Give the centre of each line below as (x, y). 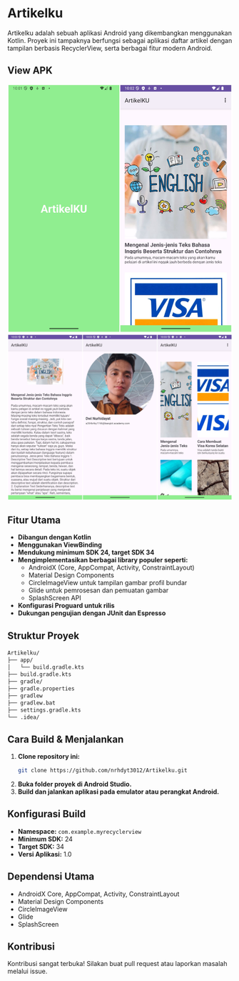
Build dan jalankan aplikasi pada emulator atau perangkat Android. (118, 792)
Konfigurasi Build (47, 814)
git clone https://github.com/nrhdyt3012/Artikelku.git (102, 771)
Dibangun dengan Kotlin (54, 537)
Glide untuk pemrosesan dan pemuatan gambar (98, 590)
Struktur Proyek (44, 636)
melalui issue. (27, 971)
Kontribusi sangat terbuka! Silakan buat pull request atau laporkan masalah (117, 964)
